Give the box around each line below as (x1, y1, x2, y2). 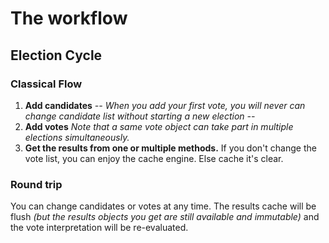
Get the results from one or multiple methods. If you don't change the (24, 142, 317, 154)
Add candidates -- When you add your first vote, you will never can (24, 99, 306, 111)
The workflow (10, 7, 128, 30)
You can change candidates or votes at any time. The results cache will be (10, 200, 317, 212)
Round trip (10, 177, 63, 191)
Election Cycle (10, 47, 103, 64)
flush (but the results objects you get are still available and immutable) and (10, 211, 320, 223)
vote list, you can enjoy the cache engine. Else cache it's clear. (24, 152, 284, 164)
